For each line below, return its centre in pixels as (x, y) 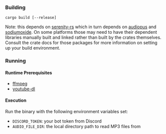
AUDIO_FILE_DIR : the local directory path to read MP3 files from (76, 126)
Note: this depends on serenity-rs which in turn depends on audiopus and (81, 27)
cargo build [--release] (31, 18)
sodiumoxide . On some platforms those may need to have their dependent (81, 32)
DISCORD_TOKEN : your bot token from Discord (57, 121)
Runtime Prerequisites (29, 72)
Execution (16, 100)
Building (15, 7)
